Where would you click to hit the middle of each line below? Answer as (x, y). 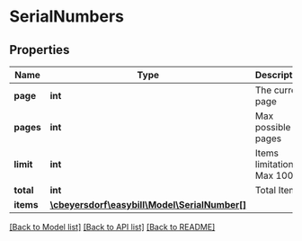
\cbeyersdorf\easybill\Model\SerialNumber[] (148, 205)
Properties (40, 50)
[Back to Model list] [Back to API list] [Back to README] (112, 227)
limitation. (275, 164)
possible (273, 127)
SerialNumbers (67, 17)
